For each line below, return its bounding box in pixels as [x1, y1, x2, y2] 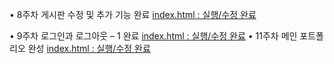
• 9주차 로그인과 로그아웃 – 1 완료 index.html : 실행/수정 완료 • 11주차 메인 [9, 30, 298, 42]
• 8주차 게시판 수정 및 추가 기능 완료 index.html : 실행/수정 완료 [9, 9, 257, 20]
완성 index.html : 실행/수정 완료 [27, 43, 151, 54]
